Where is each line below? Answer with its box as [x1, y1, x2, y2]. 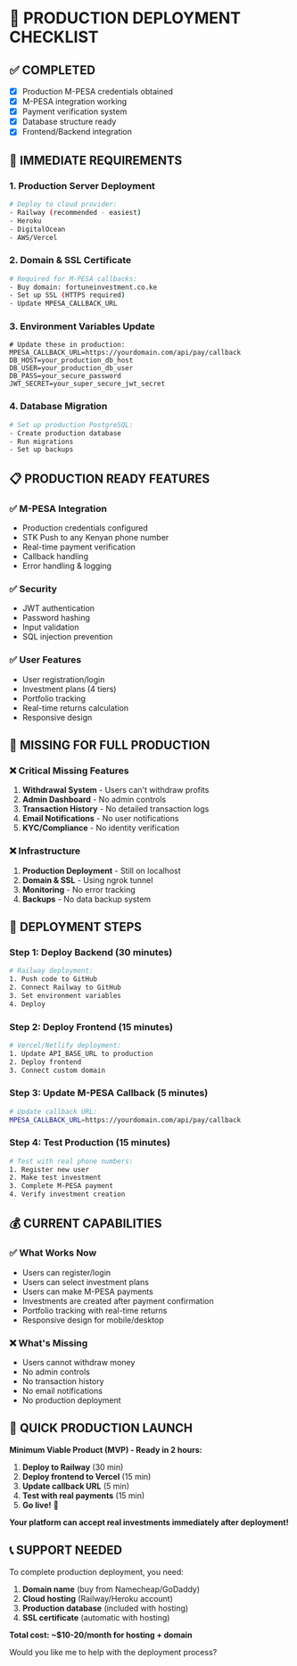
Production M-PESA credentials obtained [21, 87, 174, 96]
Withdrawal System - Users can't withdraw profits [21, 785, 210, 796]
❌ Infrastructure [9, 845, 81, 857]
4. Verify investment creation [9, 1190, 126, 1199]
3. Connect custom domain [9, 1066, 105, 1075]
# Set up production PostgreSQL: [9, 420, 134, 429]
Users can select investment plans [21, 1276, 150, 1287]
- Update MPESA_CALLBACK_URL [9, 299, 118, 309]
